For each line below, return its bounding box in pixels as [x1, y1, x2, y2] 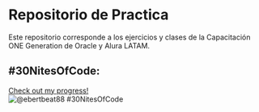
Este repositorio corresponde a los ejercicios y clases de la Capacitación [8, 32, 251, 42]
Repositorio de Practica [8, 6, 169, 24]
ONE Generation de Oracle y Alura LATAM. [8, 40, 151, 50]
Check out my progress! [8, 85, 89, 95]
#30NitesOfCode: [8, 64, 100, 78]
